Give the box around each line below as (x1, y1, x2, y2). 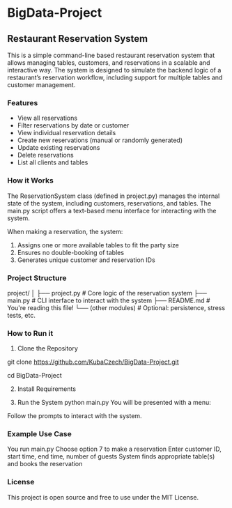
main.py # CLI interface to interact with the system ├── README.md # (7, 296, 210, 305)
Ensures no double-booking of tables (17, 248, 124, 256)
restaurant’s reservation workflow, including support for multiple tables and (7, 73, 223, 82)
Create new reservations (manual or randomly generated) (17, 136, 183, 144)
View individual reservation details (17, 129, 116, 137)
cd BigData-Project (7, 371, 63, 380)
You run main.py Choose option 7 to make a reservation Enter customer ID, (7, 445, 222, 454)
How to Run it (7, 328, 54, 338)
